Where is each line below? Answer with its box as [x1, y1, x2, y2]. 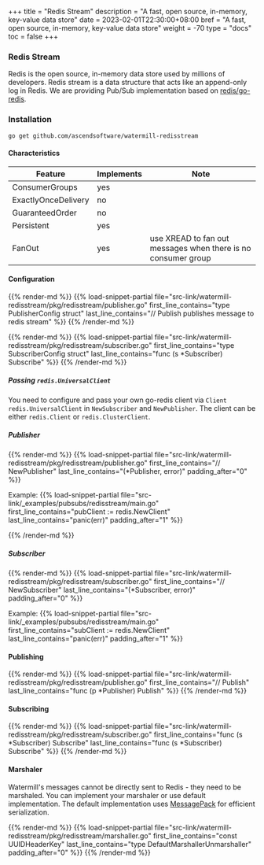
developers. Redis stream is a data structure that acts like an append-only [8, 78, 247, 87]
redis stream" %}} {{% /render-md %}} [8, 317, 135, 326]
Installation [8, 114, 53, 125]
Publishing [8, 652, 45, 661]
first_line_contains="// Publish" [148, 678, 250, 687]
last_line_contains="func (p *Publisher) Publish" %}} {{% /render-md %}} [8, 686, 247, 696]
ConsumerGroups [12, 181, 78, 192]
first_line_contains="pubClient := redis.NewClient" [8, 507, 170, 516]
